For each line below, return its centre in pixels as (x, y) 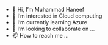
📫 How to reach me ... (40, 36)
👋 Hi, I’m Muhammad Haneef (48, 9)
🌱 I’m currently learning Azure (49, 22)
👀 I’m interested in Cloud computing (57, 16)
